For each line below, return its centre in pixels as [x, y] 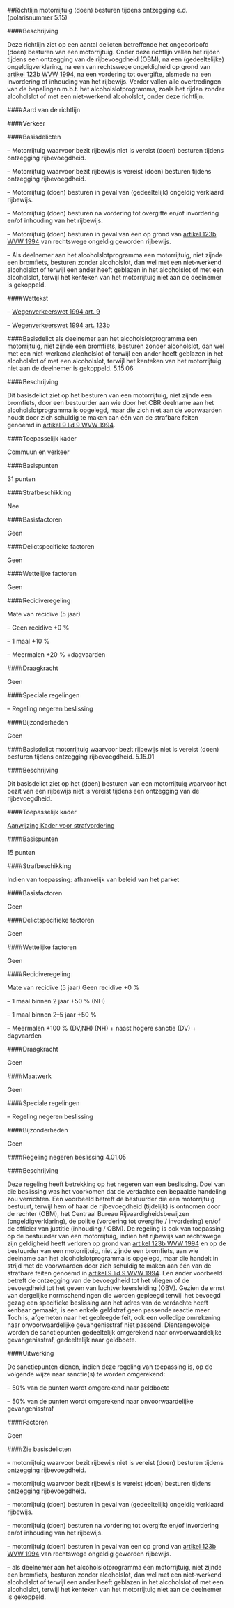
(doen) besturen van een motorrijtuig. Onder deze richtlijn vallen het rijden [114, 52]
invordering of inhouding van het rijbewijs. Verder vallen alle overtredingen [114, 82]
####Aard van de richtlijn [44, 110]
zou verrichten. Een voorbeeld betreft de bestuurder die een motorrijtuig [111, 1199]
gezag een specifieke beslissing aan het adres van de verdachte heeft [108, 1303]
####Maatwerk [30, 1076]
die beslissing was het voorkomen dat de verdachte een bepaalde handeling [117, 1191]
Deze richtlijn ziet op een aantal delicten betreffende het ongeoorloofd [108, 44]
